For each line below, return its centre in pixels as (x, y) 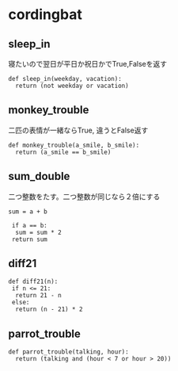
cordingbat (45, 15)
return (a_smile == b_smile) (63, 152)
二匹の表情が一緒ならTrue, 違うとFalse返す (78, 130)
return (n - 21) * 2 (49, 310)
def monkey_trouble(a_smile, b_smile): (74, 145)
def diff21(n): (33, 282)
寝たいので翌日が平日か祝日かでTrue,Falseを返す (88, 64)
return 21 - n (38, 296)
